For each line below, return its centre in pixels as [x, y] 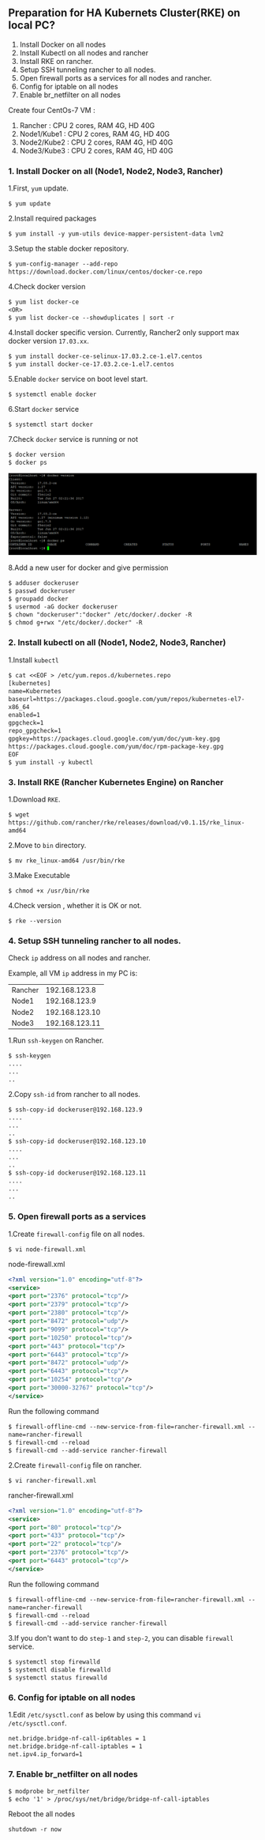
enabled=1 [24, 715]
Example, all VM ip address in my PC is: [73, 973]
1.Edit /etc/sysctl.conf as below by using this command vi [105, 1715]
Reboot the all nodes [42, 1814]
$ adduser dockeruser [44, 583]
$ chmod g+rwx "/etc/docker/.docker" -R [76, 623]
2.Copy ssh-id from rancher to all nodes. [74, 1095]
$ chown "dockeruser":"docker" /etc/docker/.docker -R [100, 615]
